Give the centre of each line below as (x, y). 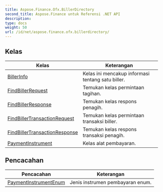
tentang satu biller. (104, 80)
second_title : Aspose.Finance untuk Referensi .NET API (63, 14)
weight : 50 (16, 28)
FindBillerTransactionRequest (41, 118)
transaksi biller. (100, 121)
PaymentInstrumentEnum (36, 182)
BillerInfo (18, 77)
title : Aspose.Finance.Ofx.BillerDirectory (50, 9)
